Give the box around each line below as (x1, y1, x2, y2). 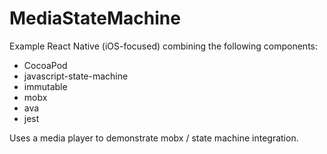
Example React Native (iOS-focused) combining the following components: (9, 40, 318, 52)
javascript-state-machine (23, 70, 129, 82)
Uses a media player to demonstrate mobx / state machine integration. (9, 132, 299, 144)
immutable (23, 80, 68, 92)
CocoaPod (23, 59, 68, 71)
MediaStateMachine (9, 7, 181, 30)
